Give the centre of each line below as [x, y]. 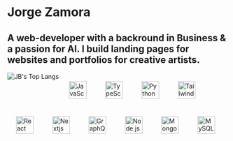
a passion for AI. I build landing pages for [98, 49]
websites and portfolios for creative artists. [104, 60]
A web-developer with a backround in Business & [117, 38]
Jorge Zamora [49, 12]
